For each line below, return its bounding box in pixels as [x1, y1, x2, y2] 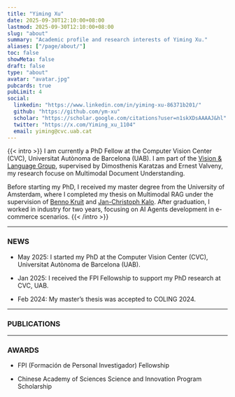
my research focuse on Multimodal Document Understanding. [7, 169, 185, 177]
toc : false [7, 50, 39, 57]
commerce [7, 213, 38, 221]
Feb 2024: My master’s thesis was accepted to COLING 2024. [17, 295, 197, 303]
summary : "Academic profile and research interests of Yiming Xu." [7, 36, 208, 43]
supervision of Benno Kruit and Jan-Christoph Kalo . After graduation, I [7, 198, 210, 206]
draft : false [7, 62, 45, 69]
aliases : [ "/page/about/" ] [7, 43, 86, 50]
